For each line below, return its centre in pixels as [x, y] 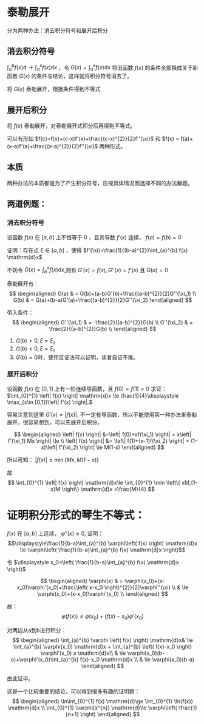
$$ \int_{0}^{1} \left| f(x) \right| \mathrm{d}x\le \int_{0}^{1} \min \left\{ [94, 482]
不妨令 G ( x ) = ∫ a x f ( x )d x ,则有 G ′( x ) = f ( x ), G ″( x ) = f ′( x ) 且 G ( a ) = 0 [88, 270]
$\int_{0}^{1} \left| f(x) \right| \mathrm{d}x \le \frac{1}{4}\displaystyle [93, 395]
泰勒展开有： [23, 284]
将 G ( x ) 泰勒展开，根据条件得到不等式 [54, 89]
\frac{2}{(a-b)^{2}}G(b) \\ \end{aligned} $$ [103, 329]
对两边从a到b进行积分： [37, 630]
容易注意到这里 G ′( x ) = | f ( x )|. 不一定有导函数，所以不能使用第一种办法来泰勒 [102, 414]
